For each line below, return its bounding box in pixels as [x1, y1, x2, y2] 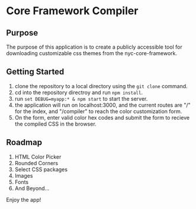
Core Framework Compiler [6, 4, 139, 18]
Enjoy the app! [6, 196, 41, 203]
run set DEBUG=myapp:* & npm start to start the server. [14, 95, 148, 102]
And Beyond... [14, 185, 50, 192]
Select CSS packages [14, 166, 68, 173]
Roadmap [6, 137, 43, 147]
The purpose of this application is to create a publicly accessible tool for [6, 43, 182, 50]
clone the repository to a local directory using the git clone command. [14, 82, 188, 89]
